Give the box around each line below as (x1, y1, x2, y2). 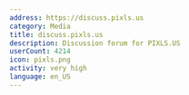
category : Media (9, 22, 71, 31)
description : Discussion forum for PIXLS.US (9, 38, 181, 48)
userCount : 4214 (9, 47, 71, 56)
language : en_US (9, 72, 71, 81)
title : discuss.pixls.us (9, 30, 104, 39)
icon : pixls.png (9, 55, 71, 64)
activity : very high (9, 64, 88, 73)
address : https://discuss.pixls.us (9, 13, 144, 23)
